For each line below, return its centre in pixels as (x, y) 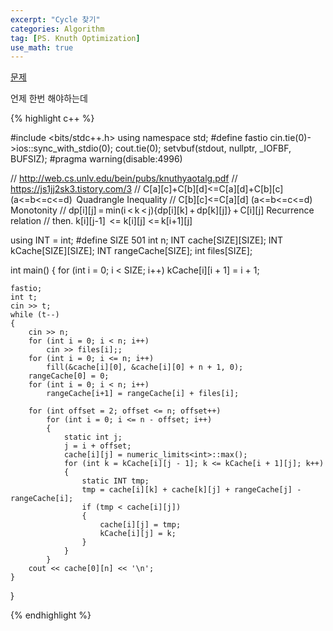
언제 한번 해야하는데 (49, 98)
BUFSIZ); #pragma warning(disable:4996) (96, 159)
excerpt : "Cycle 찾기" (55, 19)
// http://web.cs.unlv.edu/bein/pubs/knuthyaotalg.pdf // (124, 178)
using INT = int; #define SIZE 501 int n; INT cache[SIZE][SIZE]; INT (147, 240)
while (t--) (35, 315)
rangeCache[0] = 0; (69, 376)
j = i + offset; (97, 446)
